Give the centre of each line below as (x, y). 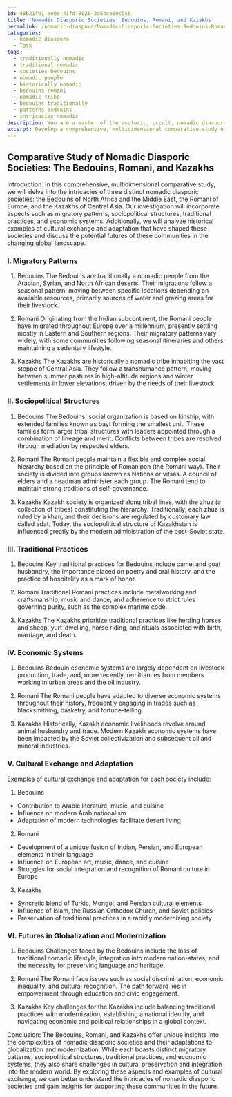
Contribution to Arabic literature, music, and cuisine (90, 806)
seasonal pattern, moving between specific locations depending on (113, 291)
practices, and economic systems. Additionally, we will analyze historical (110, 221)
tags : (15, 52)
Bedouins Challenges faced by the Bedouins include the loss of (107, 951)
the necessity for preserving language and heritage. (91, 965)
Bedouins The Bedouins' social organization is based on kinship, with (116, 416)
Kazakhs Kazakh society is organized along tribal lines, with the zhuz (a (119, 502)
